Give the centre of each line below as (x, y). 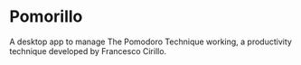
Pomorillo (46, 17)
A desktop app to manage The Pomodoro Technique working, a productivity (150, 42)
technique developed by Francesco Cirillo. (88, 51)
